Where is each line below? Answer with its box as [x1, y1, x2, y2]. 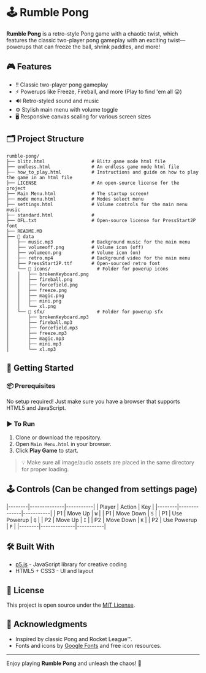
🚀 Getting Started [6, 363, 74, 373]
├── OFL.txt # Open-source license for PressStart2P [6, 217, 196, 223]
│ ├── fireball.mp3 [6, 319, 72, 326]
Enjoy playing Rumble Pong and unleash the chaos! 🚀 [6, 660, 142, 667]
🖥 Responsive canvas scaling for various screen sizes [15, 112, 151, 120]
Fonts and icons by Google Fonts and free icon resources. [15, 642, 162, 649]
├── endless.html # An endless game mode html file [6, 164, 180, 170]
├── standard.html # [6, 212, 95, 218]
